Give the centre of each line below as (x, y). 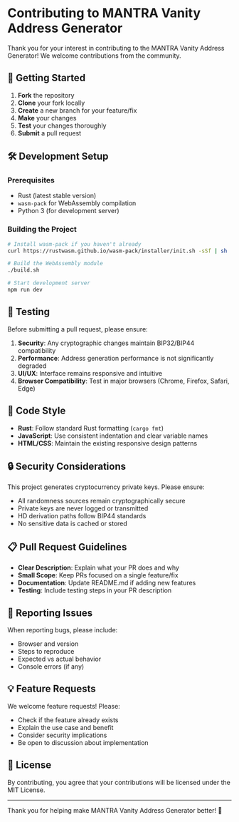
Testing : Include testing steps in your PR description (95, 590)
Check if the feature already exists (68, 720)
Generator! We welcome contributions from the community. (94, 56)
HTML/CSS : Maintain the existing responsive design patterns (107, 443)
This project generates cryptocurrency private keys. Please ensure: (106, 487)
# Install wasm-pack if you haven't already (74, 244)
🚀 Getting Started (47, 78)
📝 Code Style (37, 411)
